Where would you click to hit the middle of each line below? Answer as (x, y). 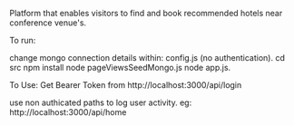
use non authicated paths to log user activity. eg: (101, 102)
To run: (23, 40)
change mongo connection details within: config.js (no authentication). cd (147, 58)
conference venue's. (48, 23)
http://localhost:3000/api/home (68, 112)
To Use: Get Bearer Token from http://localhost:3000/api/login (126, 85)
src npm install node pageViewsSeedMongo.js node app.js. (120, 68)
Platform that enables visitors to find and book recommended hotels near (146, 13)
